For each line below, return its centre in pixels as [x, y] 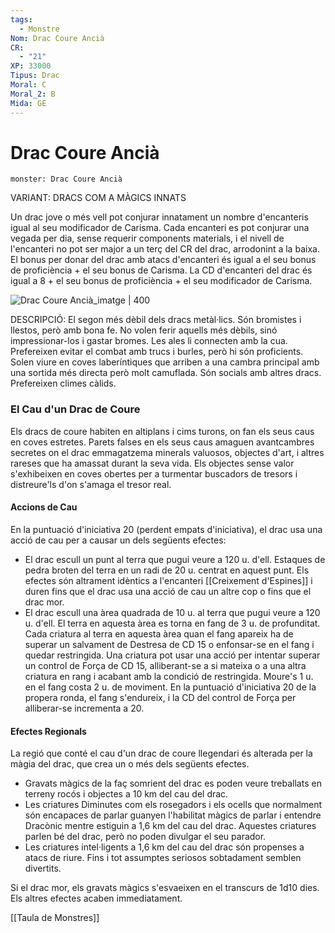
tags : [21, 19]
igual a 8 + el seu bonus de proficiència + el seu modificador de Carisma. [161, 281]
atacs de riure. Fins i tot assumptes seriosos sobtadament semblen [163, 858]
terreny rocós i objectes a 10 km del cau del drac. [126, 794]
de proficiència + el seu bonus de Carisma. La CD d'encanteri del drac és [161, 270]
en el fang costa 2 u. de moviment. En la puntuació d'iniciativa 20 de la [170, 687]
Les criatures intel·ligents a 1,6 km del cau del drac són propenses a [164, 847]
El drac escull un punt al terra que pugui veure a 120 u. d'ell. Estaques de [175, 559]
